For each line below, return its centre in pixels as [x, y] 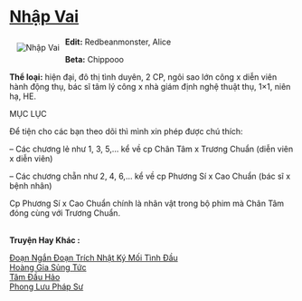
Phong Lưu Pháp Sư [47, 286]
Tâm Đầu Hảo [35, 277]
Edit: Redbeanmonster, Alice [118, 42]
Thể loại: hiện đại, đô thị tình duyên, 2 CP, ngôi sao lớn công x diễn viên [143, 77]
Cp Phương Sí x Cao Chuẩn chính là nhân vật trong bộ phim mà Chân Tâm [147, 203]
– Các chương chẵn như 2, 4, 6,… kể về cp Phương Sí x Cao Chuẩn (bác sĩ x [150, 176]
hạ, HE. [23, 96]
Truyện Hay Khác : [45, 240]
